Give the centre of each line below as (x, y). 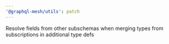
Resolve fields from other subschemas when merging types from (84, 28)
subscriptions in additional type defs (50, 34)
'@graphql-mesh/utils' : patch (43, 11)
